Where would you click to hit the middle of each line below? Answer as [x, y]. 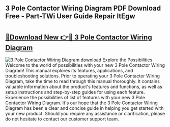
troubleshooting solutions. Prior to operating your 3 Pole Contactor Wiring [83, 76]
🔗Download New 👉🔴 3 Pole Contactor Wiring [79, 37]
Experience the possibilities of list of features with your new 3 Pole [75, 97]
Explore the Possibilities [127, 60]
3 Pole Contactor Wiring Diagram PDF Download [83, 8]
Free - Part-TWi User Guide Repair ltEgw [70, 16]
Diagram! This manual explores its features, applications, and [69, 71]
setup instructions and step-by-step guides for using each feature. [75, 92]
